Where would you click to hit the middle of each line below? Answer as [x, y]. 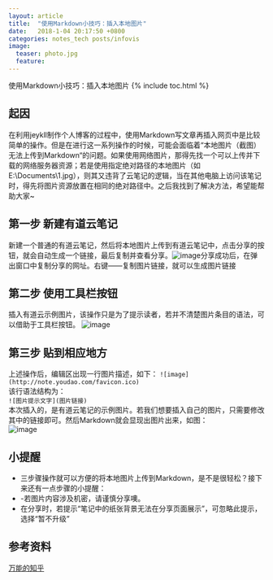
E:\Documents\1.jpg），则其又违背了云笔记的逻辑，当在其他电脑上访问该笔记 [135, 175]
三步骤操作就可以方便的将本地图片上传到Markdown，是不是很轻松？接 [138, 478]
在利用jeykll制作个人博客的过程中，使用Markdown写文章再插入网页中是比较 [134, 134]
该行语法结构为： [37, 391]
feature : [30, 62]
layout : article [36, 16]
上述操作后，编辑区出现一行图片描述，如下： [83, 374]
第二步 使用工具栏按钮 [63, 293]
